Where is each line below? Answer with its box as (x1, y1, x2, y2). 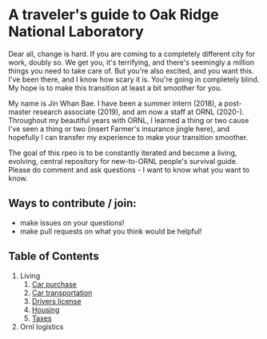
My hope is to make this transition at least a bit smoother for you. (8, 82, 222, 93)
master (8, 106, 32, 117)
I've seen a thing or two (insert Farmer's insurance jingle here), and (8, 124, 230, 134)
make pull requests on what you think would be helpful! (19, 226, 202, 236)
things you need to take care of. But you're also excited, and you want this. (8, 66, 254, 75)
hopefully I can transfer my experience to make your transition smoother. (8, 132, 249, 142)
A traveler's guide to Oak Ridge (8, 6, 219, 24)
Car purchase (31, 279, 78, 289)
